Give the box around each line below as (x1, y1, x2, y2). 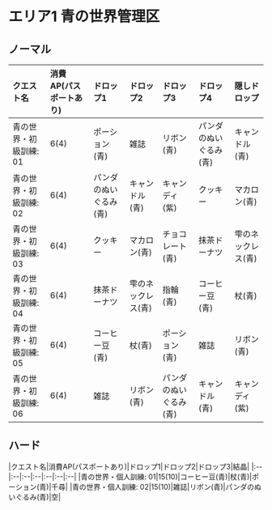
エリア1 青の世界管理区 (8, 7, 160, 26)
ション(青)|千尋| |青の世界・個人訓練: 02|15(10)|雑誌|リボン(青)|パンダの (15, 482, 255, 491)
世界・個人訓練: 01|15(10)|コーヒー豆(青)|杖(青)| (94, 471, 253, 482)
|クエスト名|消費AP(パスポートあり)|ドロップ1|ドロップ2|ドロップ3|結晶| (8, 461, 250, 471)
